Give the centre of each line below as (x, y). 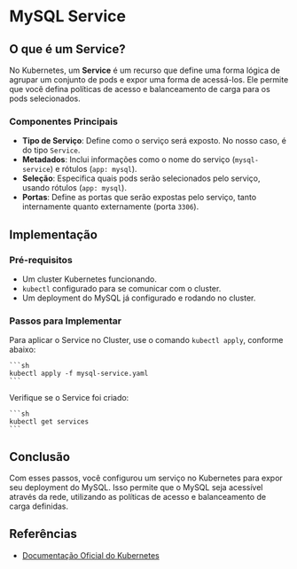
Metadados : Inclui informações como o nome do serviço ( (129, 160)
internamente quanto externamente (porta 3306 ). (110, 207)
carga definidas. (39, 506)
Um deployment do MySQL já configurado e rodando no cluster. (139, 298)
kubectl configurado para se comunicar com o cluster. (121, 288)
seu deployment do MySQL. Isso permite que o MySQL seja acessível (136, 487)
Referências (43, 534)
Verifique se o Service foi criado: (69, 398)
